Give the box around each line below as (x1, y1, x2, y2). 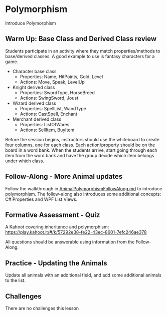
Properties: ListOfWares (20, 121, 70, 127)
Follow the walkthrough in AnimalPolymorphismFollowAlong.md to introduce (5, 185, 162, 191)
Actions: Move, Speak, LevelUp (20, 79, 85, 85)
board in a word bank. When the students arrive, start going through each (5, 147, 157, 153)
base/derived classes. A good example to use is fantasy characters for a (5, 53, 155, 59)
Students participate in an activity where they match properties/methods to (5, 48, 160, 54)
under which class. (5, 158, 44, 164)
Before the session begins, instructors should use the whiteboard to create (5, 136, 159, 142)
